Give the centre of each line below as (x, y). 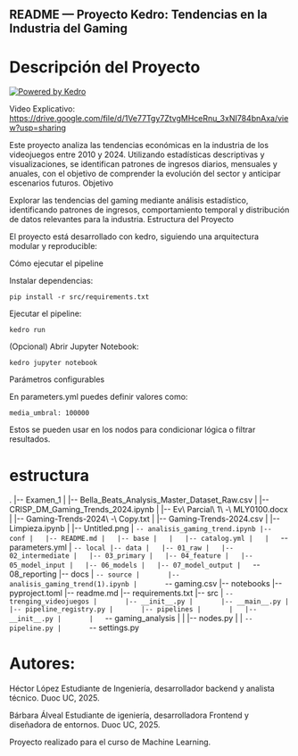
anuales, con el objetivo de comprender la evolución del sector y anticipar (145, 174)
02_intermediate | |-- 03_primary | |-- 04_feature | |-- (131, 556)
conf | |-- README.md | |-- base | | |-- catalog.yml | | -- (149, 538)
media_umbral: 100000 (50, 413)
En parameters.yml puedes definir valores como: (99, 397)
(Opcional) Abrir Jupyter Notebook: (74, 346)
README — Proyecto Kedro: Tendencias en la (138, 15)
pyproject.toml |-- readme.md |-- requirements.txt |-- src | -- (121, 594)
